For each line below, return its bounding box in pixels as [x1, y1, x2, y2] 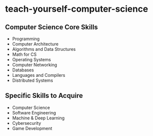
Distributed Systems [12, 77, 53, 83]
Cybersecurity [12, 120, 42, 126]
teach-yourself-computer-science [5, 3, 148, 15]
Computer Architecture [12, 41, 59, 47]
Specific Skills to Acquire [5, 91, 83, 100]
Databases [12, 67, 34, 73]
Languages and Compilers [12, 72, 66, 78]
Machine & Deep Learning [12, 115, 65, 121]
